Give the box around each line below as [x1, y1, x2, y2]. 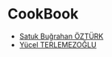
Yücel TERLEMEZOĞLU [19, 39, 97, 49]
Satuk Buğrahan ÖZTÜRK [19, 31, 104, 41]
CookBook [7, 5, 79, 23]
